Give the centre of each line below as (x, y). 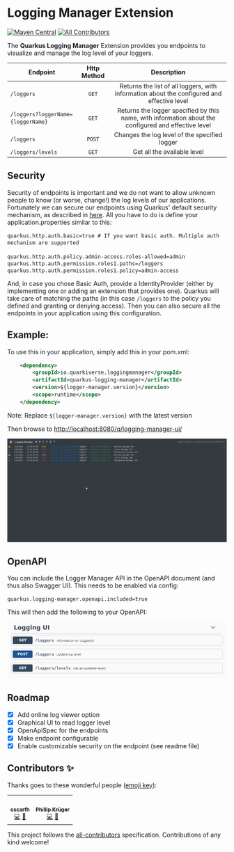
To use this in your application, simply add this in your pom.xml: (99, 352)
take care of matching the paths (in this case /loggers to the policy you (109, 298)
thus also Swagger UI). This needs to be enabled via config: (93, 585)
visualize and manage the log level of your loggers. (80, 53)
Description (168, 72)
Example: (28, 335)
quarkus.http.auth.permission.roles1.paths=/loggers (85, 263)
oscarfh (20, 810)
